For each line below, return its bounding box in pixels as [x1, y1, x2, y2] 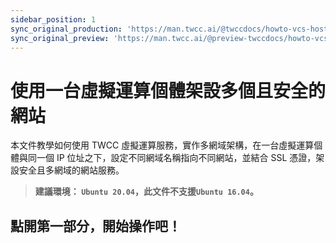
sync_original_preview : [10, 33, 110, 43]
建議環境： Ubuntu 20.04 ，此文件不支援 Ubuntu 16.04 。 [34, 186, 259, 198]
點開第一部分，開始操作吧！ [10, 217, 182, 235]
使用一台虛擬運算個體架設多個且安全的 [10, 79, 327, 102]
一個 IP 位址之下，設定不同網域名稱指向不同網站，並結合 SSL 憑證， [36, 152, 317, 164]
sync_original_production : [10, 24, 123, 34]
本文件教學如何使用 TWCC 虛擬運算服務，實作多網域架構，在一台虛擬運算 [10, 139, 315, 151]
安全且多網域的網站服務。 [18, 164, 125, 176]
